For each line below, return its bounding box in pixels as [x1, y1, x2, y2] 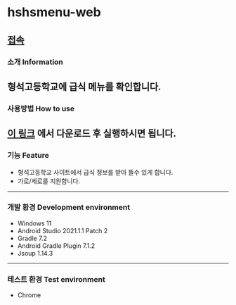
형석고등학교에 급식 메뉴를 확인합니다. [7, 80, 162, 92]
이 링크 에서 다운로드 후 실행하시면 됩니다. [7, 127, 177, 139]
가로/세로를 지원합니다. [17, 177, 81, 185]
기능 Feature [7, 151, 49, 161]
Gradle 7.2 [17, 234, 48, 242]
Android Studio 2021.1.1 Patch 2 [17, 226, 108, 235]
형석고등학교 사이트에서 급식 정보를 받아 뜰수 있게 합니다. [17, 168, 173, 176]
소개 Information [7, 57, 63, 67]
